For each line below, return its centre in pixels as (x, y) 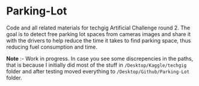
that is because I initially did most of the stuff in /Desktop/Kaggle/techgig (96, 65)
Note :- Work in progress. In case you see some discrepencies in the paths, (100, 58)
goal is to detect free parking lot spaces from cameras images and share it (99, 34)
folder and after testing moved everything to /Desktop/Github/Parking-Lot (98, 71)
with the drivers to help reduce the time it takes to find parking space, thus (99, 40)
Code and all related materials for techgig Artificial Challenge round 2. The (98, 28)
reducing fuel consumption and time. (52, 47)
